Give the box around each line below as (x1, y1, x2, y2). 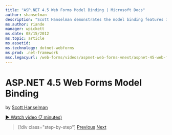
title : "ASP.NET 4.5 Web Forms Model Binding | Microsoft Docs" (5, 7, 145, 13)
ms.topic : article (5, 36, 45, 41)
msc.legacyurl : (5, 55, 38, 60)
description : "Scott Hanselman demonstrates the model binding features (5, 17, 164, 22)
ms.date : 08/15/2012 (5, 31, 50, 36)
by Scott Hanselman (5, 104, 48, 111)
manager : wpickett (5, 26, 45, 32)
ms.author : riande (5, 21, 45, 27)
